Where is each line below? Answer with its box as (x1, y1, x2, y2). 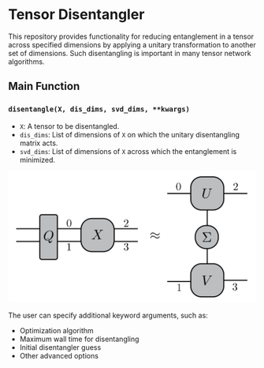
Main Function (8, 80, 80, 93)
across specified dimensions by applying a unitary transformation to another (8, 39, 256, 49)
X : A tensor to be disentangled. (19, 121, 120, 131)
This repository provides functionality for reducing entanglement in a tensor (8, 32, 255, 41)
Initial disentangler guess (19, 342, 102, 352)
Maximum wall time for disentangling (19, 334, 139, 344)
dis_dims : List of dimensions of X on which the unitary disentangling (19, 130, 240, 139)
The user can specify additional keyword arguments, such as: (8, 310, 209, 320)
